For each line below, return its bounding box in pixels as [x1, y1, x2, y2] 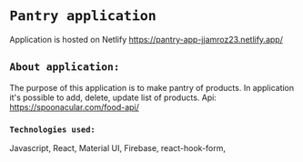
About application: [9, 60, 120, 74]
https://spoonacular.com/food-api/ [9, 101, 139, 112]
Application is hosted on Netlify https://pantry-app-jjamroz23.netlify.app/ [9, 34, 284, 45]
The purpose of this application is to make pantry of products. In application [9, 82, 295, 93]
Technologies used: [9, 124, 96, 135]
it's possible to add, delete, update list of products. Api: [9, 92, 217, 103]
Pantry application [9, 7, 157, 25]
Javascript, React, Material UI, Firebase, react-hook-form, [9, 143, 226, 154]
